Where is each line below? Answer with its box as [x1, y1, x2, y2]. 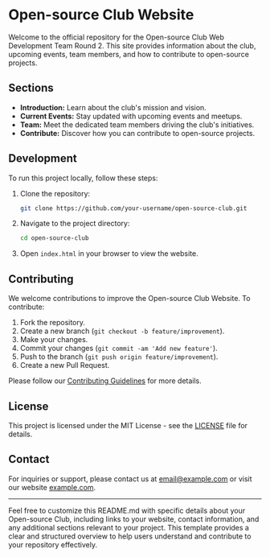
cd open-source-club [19, 234, 89, 242]
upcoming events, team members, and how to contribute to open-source [8, 49, 249, 59]
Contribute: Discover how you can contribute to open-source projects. [19, 128, 256, 138]
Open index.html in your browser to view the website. [19, 249, 198, 258]
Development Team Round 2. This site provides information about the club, [8, 40, 256, 50]
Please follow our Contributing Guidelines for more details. [8, 376, 202, 386]
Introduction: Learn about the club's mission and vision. [19, 102, 207, 112]
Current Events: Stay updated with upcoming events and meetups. [19, 111, 243, 121]
